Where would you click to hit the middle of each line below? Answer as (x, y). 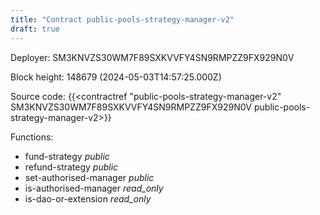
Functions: (32, 137)
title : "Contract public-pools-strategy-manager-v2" (122, 19)
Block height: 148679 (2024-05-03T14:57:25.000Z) (116, 77)
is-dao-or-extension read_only (88, 198)
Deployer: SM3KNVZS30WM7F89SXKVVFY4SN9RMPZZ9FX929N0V (152, 57)
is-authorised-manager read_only (94, 188)
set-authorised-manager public (89, 177)
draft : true (35, 29)
